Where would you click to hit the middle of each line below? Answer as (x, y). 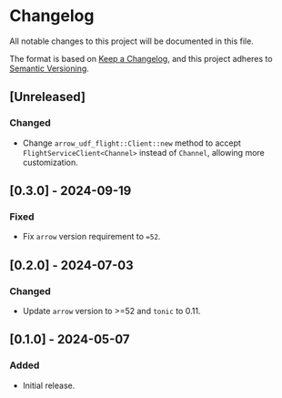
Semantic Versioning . (49, 68)
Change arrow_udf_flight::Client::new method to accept (131, 143)
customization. (50, 162)
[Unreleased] (48, 97)
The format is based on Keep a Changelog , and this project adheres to (141, 58)
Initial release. (49, 385)
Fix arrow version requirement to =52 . (91, 237)
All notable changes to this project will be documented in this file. (132, 41)
